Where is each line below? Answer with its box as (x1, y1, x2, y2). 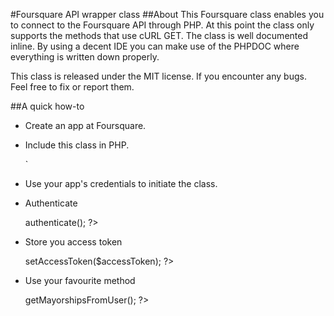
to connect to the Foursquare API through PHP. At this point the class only (10, 19, 315, 31)
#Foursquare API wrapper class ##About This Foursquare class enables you (10, 9, 325, 20)
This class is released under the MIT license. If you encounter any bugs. (10, 70, 307, 82)
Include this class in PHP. (24, 139, 130, 151)
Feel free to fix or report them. (10, 81, 135, 93)
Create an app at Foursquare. (24, 120, 147, 131)
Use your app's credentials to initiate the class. (24, 178, 218, 189)
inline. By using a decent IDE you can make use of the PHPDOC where (10, 40, 300, 52)
